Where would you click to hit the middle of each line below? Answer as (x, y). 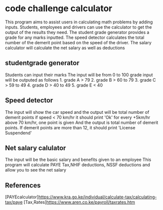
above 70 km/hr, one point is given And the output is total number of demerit (82, 122)
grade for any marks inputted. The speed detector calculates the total (75, 37)
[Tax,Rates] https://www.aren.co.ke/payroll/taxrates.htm (79, 202)
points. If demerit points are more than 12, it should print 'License (70, 127)
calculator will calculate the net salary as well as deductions (65, 48)
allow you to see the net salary (36, 170)
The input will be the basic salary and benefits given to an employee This (78, 160)
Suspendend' (18, 133)
